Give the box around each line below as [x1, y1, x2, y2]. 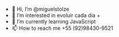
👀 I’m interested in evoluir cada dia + [11, 12, 101, 19]
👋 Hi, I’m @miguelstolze [11, 6, 70, 12]
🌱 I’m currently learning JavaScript [11, 18, 96, 25]
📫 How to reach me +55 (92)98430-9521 [11, 25, 114, 32]
